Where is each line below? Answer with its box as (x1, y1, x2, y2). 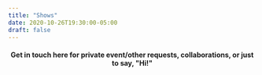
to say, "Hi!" (111, 58, 153, 67)
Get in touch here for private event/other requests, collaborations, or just (10, 50, 254, 59)
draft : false (8, 26, 51, 34)
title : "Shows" (8, 11, 58, 20)
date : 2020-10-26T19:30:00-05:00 (8, 19, 118, 27)
